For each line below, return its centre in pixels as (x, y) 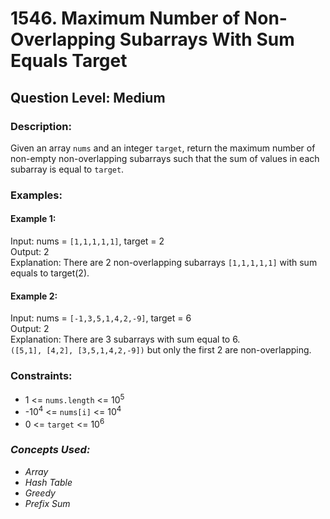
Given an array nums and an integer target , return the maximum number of (163, 148)
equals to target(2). (50, 273)
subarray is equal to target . (67, 169)
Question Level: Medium (88, 97)
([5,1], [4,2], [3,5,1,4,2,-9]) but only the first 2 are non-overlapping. (161, 350)
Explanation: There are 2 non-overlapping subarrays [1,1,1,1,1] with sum (164, 262)
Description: (41, 126)
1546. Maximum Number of (125, 18)
